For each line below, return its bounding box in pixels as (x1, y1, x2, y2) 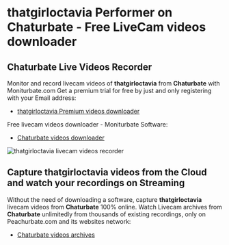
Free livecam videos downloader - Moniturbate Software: (7, 120, 168, 128)
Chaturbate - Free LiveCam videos (7, 19, 206, 35)
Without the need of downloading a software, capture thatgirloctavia (7, 195, 202, 203)
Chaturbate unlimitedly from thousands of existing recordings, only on (7, 210, 206, 218)
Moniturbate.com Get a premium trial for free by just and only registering (7, 87, 212, 94)
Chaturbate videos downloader (16, 133, 105, 142)
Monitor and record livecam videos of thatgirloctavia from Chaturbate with (7, 79, 220, 87)
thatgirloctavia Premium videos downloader (16, 107, 140, 115)
